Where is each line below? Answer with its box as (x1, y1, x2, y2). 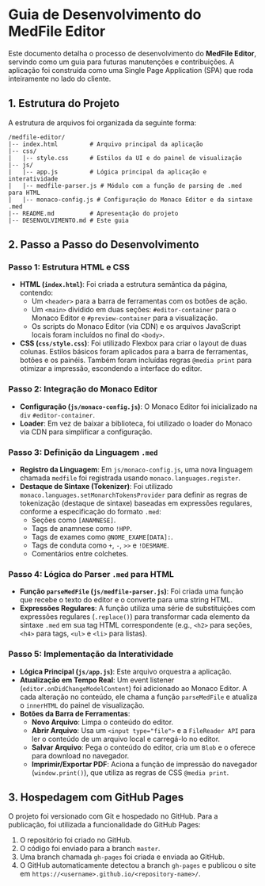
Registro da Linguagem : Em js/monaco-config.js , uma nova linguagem (19, 465, 253, 475)
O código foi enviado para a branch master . (19, 844, 161, 854)
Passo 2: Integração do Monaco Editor (8, 384, 158, 395)
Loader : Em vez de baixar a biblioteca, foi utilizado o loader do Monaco (19, 418, 253, 428)
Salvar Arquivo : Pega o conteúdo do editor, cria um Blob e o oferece (31, 743, 256, 752)
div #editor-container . (19, 410, 95, 419)
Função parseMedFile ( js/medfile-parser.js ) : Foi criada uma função (19, 586, 244, 596)
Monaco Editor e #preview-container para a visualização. (31, 313, 218, 323)
